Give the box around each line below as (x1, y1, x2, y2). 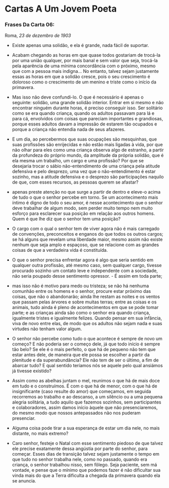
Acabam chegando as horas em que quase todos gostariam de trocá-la (12, 52, 161, 58)
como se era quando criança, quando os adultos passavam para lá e (12, 110, 155, 116)
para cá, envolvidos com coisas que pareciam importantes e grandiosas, (12, 116, 163, 122)
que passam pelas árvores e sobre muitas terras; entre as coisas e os (12, 299, 157, 305)
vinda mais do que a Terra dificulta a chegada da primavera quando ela (12, 472, 160, 478)
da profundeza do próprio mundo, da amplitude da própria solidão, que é (12, 152, 164, 158)
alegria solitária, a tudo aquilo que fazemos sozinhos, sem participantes (12, 399, 161, 405)
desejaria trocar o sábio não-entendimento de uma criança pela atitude (12, 163, 160, 169)
